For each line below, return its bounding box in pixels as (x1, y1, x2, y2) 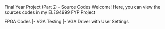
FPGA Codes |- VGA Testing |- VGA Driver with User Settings (4, 19, 129, 24)
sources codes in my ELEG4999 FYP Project (4, 9, 95, 15)
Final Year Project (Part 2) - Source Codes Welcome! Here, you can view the (4, 4, 161, 10)
